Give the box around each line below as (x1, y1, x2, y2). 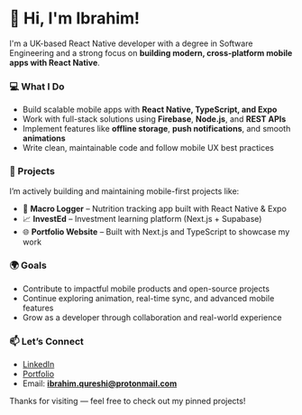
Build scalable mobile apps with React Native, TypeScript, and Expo (22, 104, 278, 115)
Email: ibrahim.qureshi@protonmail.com (22, 378, 178, 389)
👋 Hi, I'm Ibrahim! (9, 8, 140, 29)
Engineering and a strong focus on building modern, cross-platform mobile (9, 47, 293, 58)
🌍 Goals (9, 259, 47, 272)
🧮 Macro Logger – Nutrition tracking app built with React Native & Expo (22, 203, 287, 214)
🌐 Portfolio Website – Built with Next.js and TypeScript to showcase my (22, 226, 290, 237)
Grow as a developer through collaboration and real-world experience (22, 311, 282, 323)
